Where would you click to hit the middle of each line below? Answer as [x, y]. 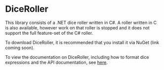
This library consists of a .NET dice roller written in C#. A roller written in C [81, 23]
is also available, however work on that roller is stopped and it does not [77, 27]
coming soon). [20, 47]
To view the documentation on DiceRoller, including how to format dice [77, 57]
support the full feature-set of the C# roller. [49, 33]
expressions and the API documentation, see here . [56, 62]
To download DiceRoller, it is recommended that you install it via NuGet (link [82, 42]
